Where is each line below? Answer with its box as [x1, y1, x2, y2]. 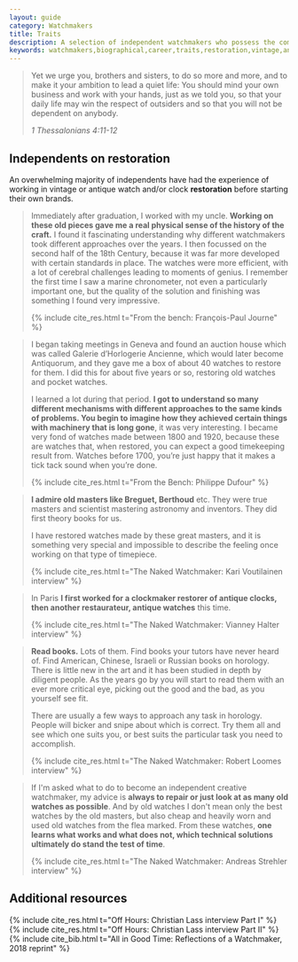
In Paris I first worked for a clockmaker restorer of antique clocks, [30, 592, 278, 603]
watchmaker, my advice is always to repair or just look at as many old [30, 791, 289, 802]
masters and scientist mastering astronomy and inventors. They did [30, 503, 278, 514]
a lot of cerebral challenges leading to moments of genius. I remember [30, 267, 288, 278]
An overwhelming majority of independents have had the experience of [9, 174, 270, 184]
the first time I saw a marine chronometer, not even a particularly [30, 276, 268, 286]
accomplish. [30, 738, 76, 749]
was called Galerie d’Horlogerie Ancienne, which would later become [30, 348, 284, 359]
